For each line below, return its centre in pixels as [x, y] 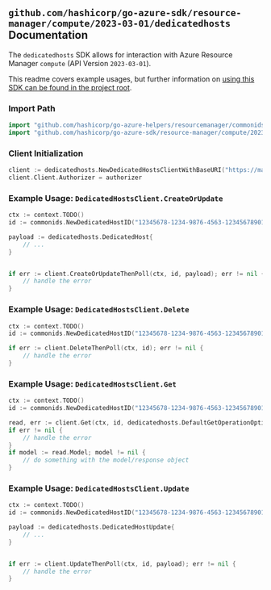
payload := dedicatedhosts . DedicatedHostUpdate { [92, 527]
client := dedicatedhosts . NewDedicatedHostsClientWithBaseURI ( [117, 170]
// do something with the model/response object [106, 460]
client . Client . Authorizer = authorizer [75, 178]
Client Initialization [46, 153]
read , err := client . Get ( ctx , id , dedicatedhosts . [95, 423]
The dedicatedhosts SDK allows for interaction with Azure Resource [121, 54]
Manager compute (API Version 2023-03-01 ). [80, 63]
